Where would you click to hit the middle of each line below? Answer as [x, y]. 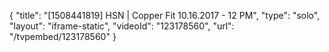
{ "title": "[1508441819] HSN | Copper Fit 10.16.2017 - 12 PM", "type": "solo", [165, 15]
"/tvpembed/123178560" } [63, 36]
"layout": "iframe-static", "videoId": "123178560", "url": [122, 26]
